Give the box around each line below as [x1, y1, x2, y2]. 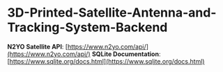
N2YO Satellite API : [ [7, 42, 68, 51]
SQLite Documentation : [91, 50, 161, 58]
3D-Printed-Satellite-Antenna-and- [7, 5, 217, 21]
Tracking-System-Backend [7, 19, 168, 35]
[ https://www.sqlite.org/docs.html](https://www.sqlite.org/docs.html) [7, 57, 205, 65]
